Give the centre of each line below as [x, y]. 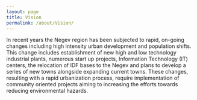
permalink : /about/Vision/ [40, 23]
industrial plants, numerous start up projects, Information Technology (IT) [97, 59]
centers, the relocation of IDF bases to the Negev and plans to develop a [96, 65]
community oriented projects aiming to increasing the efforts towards [92, 84]
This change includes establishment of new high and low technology [91, 53]
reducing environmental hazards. [47, 91]
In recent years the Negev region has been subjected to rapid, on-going [95, 40]
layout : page [23, 12]
